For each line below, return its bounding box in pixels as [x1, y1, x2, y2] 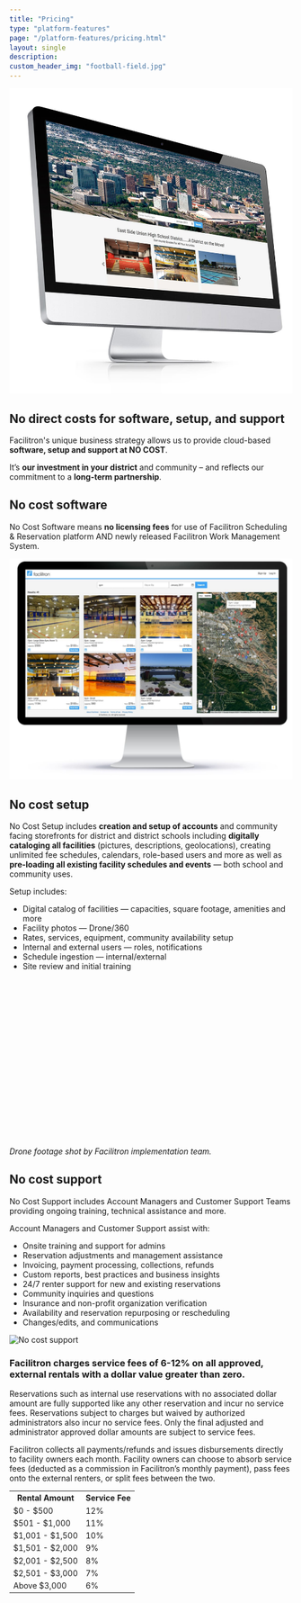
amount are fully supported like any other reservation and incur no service [9, 1398, 285, 1409]
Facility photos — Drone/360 [22, 923, 129, 933]
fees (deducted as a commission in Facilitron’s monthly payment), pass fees [9, 1463, 290, 1473]
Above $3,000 [13, 1580, 67, 1591]
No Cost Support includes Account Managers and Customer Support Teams [9, 1195, 291, 1206]
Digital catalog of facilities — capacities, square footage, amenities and [22, 904, 286, 914]
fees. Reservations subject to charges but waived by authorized [9, 1407, 245, 1418]
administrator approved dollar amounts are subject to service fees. [9, 1427, 256, 1437]
